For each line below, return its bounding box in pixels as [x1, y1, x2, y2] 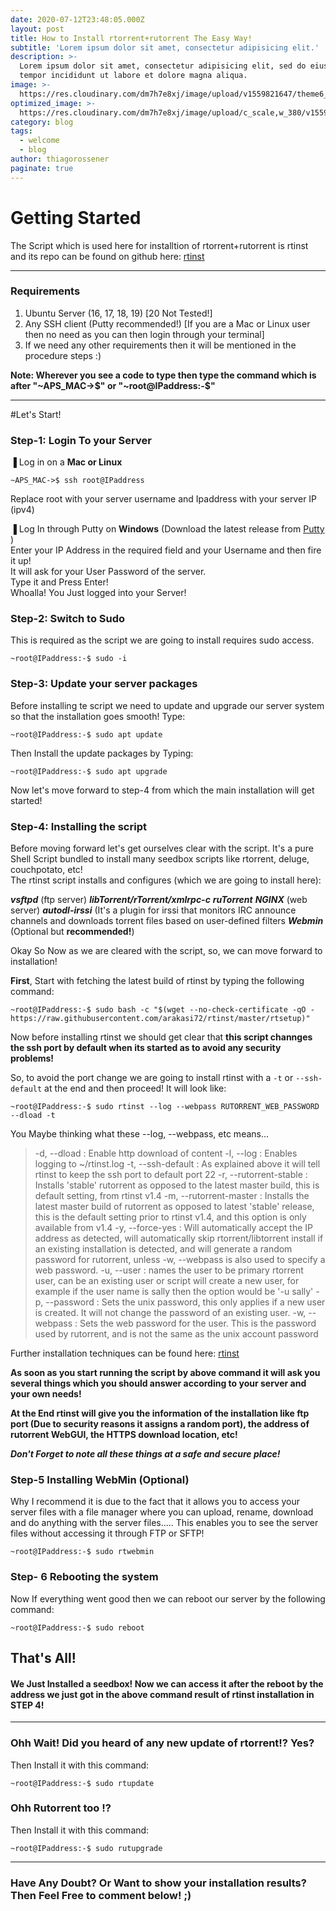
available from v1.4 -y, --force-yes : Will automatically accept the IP [34, 1222, 314, 1234]
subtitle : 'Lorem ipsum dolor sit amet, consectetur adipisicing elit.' [10, 42, 320, 53]
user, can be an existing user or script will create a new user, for [34, 1275, 300, 1287]
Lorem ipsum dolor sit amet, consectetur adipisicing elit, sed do [19, 61, 307, 71]
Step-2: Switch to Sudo [10, 612, 126, 626]
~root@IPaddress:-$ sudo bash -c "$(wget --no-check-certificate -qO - [10, 1005, 315, 1015]
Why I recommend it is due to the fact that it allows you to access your [10, 1496, 301, 1508]
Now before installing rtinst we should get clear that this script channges [10, 1031, 313, 1043]
